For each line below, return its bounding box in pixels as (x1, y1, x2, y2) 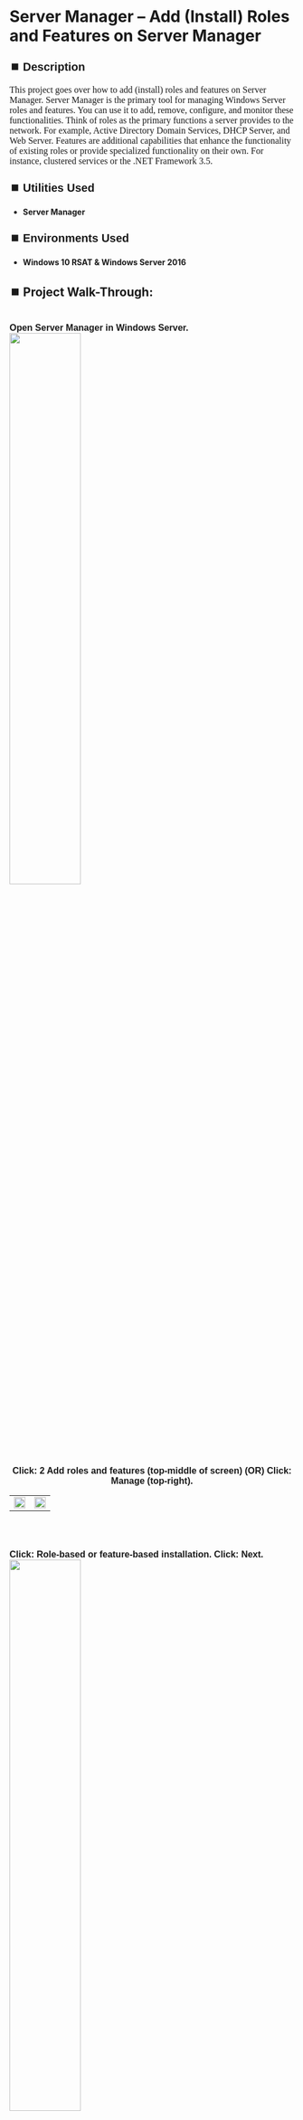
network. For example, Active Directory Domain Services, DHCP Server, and (9, 125, 290, 137)
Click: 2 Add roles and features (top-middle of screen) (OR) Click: (12, 1465, 292, 1476)
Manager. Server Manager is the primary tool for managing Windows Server (9, 95, 287, 106)
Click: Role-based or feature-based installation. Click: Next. (9, 1549, 264, 1559)
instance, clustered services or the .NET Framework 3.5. (9, 156, 213, 166)
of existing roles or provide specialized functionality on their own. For (9, 146, 264, 156)
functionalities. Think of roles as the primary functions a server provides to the (9, 115, 294, 126)
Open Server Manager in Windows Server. (9, 323, 189, 333)
